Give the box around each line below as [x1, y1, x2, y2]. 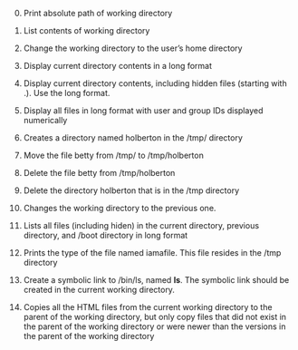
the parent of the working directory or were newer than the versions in [23, 321, 286, 332]
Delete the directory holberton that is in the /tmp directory [23, 185, 240, 196]
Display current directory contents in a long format [23, 61, 212, 71]
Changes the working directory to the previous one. [23, 203, 216, 213]
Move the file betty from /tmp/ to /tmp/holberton [23, 150, 205, 160]
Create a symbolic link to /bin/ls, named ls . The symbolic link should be [23, 275, 290, 285]
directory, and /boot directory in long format [23, 230, 188, 240]
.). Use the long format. [23, 88, 111, 98]
